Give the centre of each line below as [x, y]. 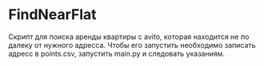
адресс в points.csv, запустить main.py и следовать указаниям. [117, 53]
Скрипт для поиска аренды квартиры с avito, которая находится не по [129, 37]
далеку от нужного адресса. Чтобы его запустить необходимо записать [132, 45]
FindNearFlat [53, 15]
